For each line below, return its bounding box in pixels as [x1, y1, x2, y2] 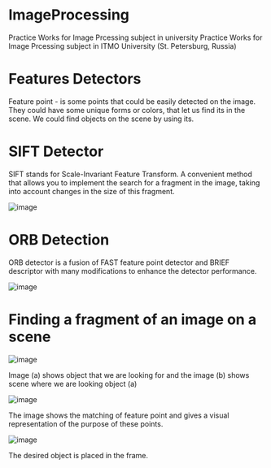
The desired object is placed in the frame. [8, 450, 149, 460]
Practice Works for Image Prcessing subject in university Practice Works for [8, 32, 263, 42]
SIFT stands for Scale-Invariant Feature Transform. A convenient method [8, 169, 252, 179]
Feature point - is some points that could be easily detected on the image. [8, 96, 256, 106]
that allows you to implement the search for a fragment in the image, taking [8, 177, 260, 188]
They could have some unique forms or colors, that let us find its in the [8, 105, 246, 115]
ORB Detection [8, 231, 110, 249]
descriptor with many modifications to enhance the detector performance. [8, 266, 257, 275]
